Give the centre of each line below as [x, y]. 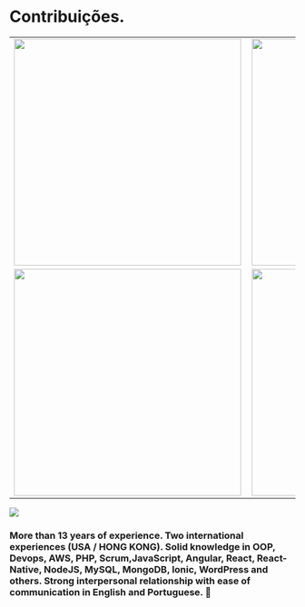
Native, [26, 569]
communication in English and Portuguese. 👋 [110, 592]
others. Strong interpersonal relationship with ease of [130, 581]
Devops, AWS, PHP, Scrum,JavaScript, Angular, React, [133, 558]
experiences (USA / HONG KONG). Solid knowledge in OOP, [143, 546]
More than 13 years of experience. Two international [127, 535]
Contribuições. [67, 17]
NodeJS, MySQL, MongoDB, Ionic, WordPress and [156, 569]
